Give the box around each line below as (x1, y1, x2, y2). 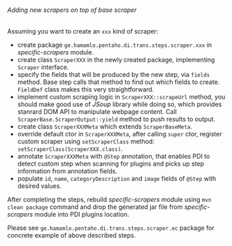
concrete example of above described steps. (7, 231, 136, 240)
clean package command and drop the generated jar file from (7, 203, 183, 211)
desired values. (17, 182, 61, 190)
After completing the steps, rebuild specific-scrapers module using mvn (7, 196, 212, 204)
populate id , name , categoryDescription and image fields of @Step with (17, 175, 217, 183)
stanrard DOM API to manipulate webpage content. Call (17, 108, 177, 116)
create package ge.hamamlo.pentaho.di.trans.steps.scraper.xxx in (17, 41, 212, 49)
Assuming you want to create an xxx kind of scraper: (7, 27, 159, 36)
